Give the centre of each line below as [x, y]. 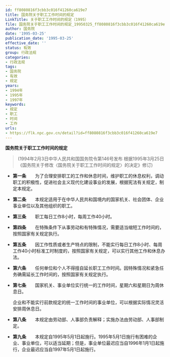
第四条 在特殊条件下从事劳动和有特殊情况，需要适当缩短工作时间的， [88, 227]
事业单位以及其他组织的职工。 [44, 206]
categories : [18, 57]
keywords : [16, 105]
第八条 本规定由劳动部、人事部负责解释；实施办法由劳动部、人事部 [86, 320]
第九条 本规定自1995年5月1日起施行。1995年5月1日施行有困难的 [83, 337]
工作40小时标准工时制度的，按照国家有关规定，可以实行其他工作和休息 [87, 251]
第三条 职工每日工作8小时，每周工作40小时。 [64, 217]
